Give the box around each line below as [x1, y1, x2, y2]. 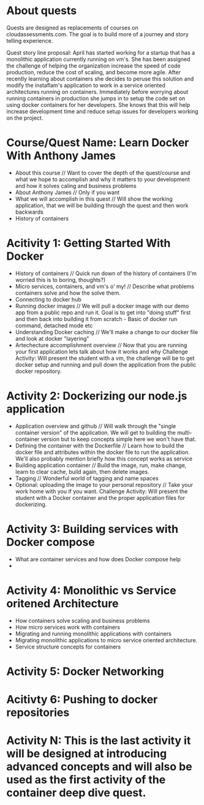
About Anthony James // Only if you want [15, 189, 120, 196]
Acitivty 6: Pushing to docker [6, 693, 158, 706]
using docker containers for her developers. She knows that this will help [6, 101, 191, 108]
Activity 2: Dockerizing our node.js [6, 389, 187, 403]
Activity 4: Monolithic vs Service [6, 583, 176, 597]
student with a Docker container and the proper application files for [15, 494, 186, 501]
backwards [15, 208, 44, 216]
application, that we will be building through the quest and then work [15, 201, 189, 209]
